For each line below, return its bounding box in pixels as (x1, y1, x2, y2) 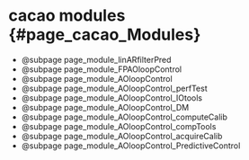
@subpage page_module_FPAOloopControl (21, 64, 182, 75)
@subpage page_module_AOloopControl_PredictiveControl (21, 140, 241, 151)
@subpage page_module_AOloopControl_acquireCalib (21, 130, 223, 141)
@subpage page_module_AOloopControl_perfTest (21, 83, 208, 93)
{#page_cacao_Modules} (8, 24, 201, 45)
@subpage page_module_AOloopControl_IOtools (21, 92, 203, 103)
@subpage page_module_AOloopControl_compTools (21, 120, 217, 131)
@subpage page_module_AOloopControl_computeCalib (21, 111, 228, 122)
